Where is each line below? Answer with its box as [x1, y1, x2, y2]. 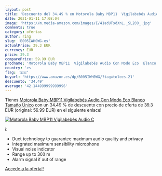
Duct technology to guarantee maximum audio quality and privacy [12, 136, 143, 142]
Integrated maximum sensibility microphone [12, 141, 99, 147]
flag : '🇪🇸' [5, 70, 29, 75]
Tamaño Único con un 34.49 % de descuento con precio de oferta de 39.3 [5, 102, 153, 108]
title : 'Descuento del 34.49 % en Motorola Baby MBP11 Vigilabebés [5, 12, 146, 16]
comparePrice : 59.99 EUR [5, 57, 55, 61]
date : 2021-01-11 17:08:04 [5, 16, 59, 21]
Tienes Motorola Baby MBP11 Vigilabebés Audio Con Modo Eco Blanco [5, 97, 145, 103]
